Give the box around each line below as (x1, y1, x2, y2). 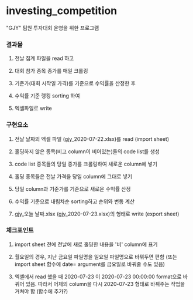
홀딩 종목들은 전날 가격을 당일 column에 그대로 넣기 (14, 173, 133, 180)
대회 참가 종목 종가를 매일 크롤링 (14, 68, 88, 75)
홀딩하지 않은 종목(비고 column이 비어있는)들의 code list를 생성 (14, 148, 160, 155)
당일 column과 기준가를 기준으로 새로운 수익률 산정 (14, 185, 131, 192)
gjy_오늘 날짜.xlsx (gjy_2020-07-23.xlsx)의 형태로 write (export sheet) (14, 210, 180, 217)
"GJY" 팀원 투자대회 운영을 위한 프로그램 (6, 24, 99, 31)
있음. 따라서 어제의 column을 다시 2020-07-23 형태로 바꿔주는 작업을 (25, 280, 185, 287)
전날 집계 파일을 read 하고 (14, 55, 74, 62)
